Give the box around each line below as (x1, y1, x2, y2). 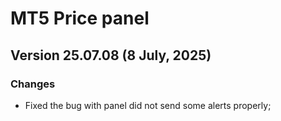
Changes (10, 77, 56, 91)
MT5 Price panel (10, 7, 150, 30)
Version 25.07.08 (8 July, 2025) (10, 47, 212, 64)
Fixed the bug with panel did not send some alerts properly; (24, 99, 272, 111)
